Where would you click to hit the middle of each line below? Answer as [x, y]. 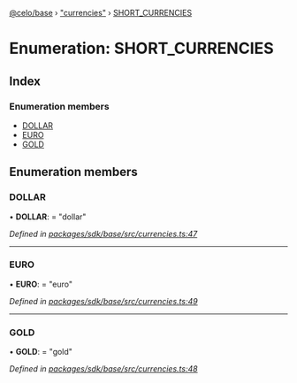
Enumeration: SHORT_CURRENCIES [141, 49]
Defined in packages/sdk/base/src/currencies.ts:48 [103, 369]
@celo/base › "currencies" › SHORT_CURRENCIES [101, 13]
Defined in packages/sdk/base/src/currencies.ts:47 [103, 234]
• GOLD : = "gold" [41, 352]
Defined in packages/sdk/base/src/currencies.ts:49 [103, 301]
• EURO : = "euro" [41, 284]
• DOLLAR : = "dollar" [48, 217]
